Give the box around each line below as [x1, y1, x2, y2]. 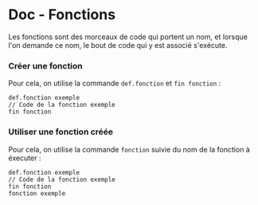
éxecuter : [8, 153, 41, 163]
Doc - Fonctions [8, 6, 116, 24]
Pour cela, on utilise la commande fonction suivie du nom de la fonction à [8, 144, 251, 154]
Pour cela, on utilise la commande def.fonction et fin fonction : [8, 78, 221, 89]
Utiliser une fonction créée [8, 126, 114, 137]
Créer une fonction [8, 60, 84, 71]
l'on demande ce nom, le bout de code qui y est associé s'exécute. [8, 40, 228, 49]
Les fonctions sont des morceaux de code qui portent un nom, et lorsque [8, 32, 248, 41]
